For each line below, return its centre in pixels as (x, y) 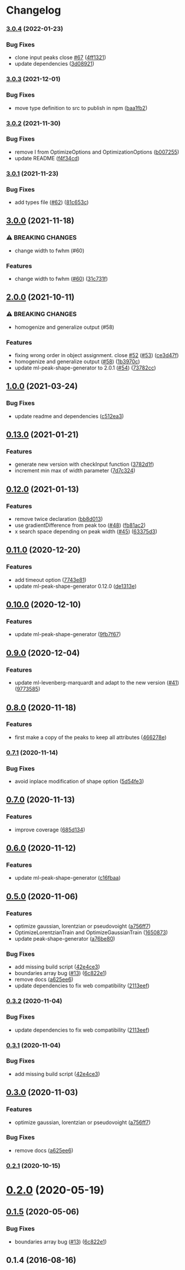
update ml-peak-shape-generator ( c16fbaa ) (67, 878)
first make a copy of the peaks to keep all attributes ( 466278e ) (90, 737)
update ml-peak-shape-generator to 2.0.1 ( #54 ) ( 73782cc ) (85, 368)
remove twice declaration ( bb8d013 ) (59, 519)
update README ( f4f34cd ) (47, 158)
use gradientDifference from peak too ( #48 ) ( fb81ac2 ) (80, 525)
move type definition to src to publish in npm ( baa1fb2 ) (81, 108)
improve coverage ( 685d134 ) (50, 830)
